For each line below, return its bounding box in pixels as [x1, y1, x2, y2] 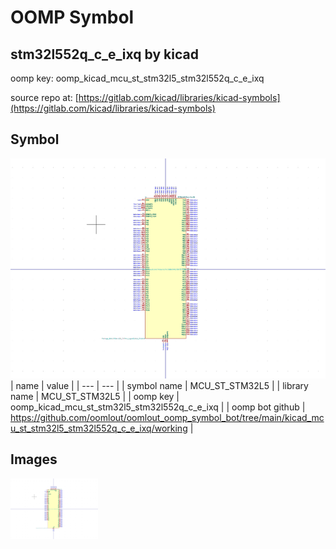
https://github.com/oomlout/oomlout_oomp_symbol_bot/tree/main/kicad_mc [10, 411, 325, 423]
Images [10, 451, 58, 468]
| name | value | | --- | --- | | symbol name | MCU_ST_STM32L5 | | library [10, 379, 309, 391]
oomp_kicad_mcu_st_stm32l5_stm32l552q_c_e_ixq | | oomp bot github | [10, 401, 306, 413]
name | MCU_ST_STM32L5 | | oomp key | [10, 390, 180, 402]
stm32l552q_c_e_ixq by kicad [10, 46, 199, 63]
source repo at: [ [10, 92, 79, 103]
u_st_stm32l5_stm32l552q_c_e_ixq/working [10, 422, 188, 434]
